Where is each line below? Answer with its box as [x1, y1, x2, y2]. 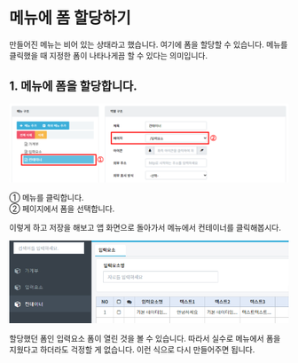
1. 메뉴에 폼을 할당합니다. [9, 79, 137, 94]
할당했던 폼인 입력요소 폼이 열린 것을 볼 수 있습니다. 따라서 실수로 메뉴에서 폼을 [9, 334, 281, 344]
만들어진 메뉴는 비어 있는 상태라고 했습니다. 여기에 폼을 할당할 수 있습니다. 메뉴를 [9, 39, 288, 50]
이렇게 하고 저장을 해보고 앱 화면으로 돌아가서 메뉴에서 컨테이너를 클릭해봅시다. [9, 223, 282, 233]
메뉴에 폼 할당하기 [9, 8, 131, 28]
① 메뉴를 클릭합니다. [9, 193, 84, 203]
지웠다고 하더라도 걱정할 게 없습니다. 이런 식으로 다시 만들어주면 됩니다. [9, 344, 255, 355]
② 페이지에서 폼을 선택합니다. [9, 203, 115, 214]
